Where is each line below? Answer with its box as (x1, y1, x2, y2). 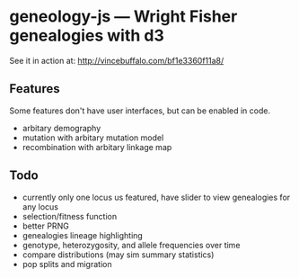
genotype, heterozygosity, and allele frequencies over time (22, 239, 241, 250)
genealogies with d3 (9, 25, 164, 46)
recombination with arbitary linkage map (22, 141, 172, 152)
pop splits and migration (22, 258, 112, 269)
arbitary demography (22, 122, 101, 133)
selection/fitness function (22, 211, 118, 221)
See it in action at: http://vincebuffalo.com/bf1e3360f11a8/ (9, 55, 224, 66)
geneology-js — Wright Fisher (9, 6, 238, 27)
